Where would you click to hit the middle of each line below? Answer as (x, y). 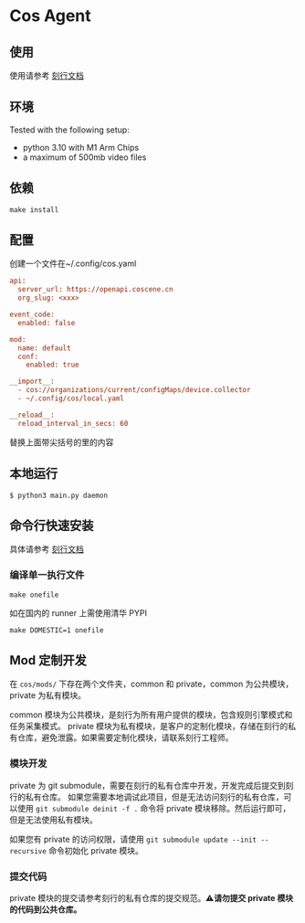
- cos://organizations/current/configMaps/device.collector (134, 390)
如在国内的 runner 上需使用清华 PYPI (79, 612)
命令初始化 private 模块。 (96, 850)
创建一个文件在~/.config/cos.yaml (73, 264)
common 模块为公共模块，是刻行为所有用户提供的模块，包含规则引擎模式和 (151, 715)
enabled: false (47, 323)
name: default (44, 348)
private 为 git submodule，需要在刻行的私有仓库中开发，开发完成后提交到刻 (152, 785)
